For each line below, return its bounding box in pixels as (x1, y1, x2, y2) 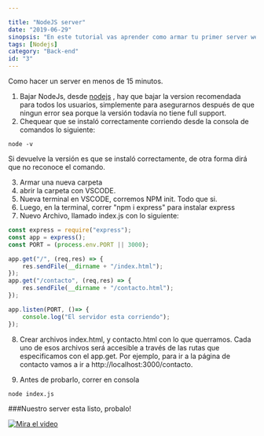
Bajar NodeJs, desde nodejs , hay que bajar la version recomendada (19, 92, 241, 101)
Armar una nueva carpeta (19, 178, 103, 187)
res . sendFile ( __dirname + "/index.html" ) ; (22, 262, 163, 270)
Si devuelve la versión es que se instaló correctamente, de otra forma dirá (8, 154, 247, 163)
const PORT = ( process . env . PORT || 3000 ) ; (8, 240, 149, 248)
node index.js (8, 390, 55, 398)
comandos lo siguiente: (19, 125, 96, 134)
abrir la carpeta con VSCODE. (19, 186, 116, 195)
